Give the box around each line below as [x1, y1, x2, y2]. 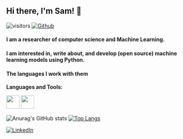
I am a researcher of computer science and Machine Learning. [6, 36, 165, 43]
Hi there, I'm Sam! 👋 [6, 6, 82, 16]
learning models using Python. [6, 56, 85, 63]
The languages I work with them [6, 70, 88, 77]
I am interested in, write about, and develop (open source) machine [6, 50, 178, 57]
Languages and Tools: [6, 83, 63, 91]
